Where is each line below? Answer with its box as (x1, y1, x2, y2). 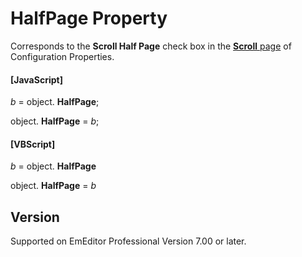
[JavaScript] (10, 73, 63, 86)
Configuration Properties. (10, 50, 115, 62)
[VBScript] (10, 138, 56, 150)
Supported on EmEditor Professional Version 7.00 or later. (10, 235, 247, 247)
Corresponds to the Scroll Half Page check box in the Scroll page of (10, 40, 292, 52)
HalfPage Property (10, 7, 168, 30)
